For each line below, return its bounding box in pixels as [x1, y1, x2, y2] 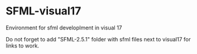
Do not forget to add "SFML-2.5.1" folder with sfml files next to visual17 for [5, 35, 191, 43]
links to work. [5, 42, 40, 49]
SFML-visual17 [5, 4, 81, 18]
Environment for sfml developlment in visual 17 [5, 24, 122, 31]
